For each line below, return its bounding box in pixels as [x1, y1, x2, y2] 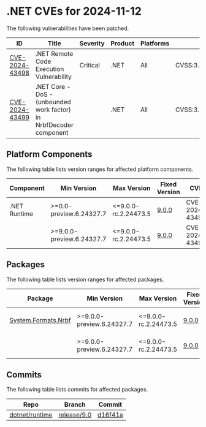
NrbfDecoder [35, 121, 74, 129]
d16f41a [97, 410, 124, 419]
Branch [64, 400, 86, 409]
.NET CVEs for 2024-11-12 [6, 4, 142, 18]
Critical [79, 61, 100, 69]
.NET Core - [35, 82, 71, 91]
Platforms [140, 39, 170, 47]
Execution [35, 64, 64, 73]
